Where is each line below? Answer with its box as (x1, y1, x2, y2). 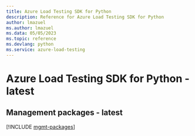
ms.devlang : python (6, 42, 54, 47)
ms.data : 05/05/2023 (6, 30, 57, 36)
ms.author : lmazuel (6, 25, 54, 31)
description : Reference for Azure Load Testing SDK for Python (6, 14, 164, 20)
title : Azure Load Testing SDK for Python (6, 8, 112, 15)
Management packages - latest (6, 108, 123, 118)
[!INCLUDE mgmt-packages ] (6, 123, 75, 130)
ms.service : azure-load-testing (6, 47, 85, 53)
